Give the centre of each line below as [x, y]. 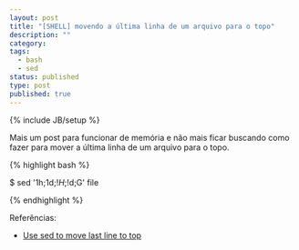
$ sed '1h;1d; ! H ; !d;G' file [54, 182]
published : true [40, 94]
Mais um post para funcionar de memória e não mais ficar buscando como [149, 137]
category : [28, 43]
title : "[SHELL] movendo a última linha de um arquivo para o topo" [142, 26]
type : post [30, 85]
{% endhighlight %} [46, 200]
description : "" [40, 35]
